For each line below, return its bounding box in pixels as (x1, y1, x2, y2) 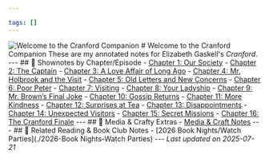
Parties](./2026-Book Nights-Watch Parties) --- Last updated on (8, 133, 221, 144)
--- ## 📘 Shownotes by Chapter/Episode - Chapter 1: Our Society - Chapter (8, 57, 257, 67)
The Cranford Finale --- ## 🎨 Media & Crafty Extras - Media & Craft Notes (8, 117, 251, 126)
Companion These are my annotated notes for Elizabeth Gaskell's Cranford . (8, 49, 258, 58)
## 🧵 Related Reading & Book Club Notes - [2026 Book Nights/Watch (13, 125, 242, 135)
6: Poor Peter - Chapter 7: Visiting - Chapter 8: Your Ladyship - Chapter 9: (8, 83, 253, 93)
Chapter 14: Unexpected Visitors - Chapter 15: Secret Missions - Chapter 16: (8, 109, 259, 118)
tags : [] (8, 18, 38, 26)
